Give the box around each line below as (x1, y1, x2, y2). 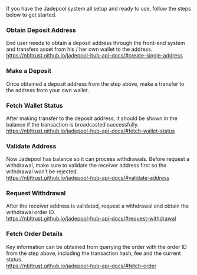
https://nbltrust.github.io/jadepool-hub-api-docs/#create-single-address (6, 52, 183, 59)
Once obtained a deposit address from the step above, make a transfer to (6, 80, 185, 88)
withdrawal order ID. (6, 209, 55, 216)
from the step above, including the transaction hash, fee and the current (6, 250, 181, 257)
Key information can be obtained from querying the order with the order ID (6, 243, 187, 250)
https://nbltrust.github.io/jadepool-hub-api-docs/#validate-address (6, 174, 170, 182)
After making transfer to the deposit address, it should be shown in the (6, 115, 178, 122)
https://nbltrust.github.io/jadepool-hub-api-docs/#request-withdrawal (6, 215, 176, 222)
